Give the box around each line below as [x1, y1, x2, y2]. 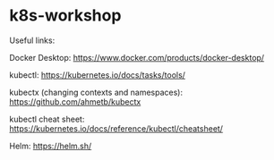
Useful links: [9, 35, 56, 46]
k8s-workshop [9, 5, 122, 26]
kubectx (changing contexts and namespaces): [9, 87, 184, 97]
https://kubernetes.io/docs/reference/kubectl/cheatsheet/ [9, 122, 224, 134]
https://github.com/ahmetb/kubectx [9, 96, 141, 107]
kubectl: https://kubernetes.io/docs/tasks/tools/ [9, 69, 186, 80]
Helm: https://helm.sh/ [9, 140, 92, 151]
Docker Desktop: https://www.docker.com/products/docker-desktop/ [9, 52, 265, 63]
